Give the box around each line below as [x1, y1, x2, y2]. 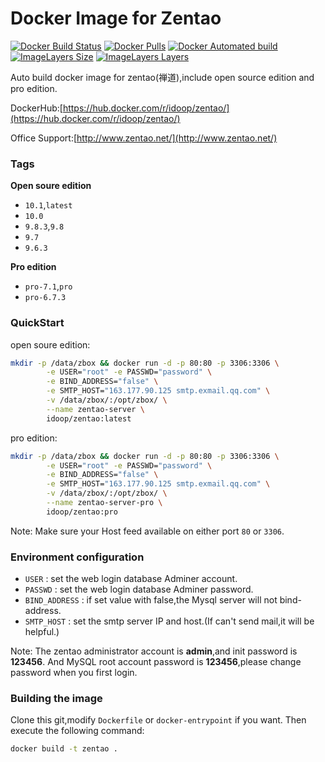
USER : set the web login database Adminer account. [24, 573, 238, 585]
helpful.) [24, 626, 60, 638]
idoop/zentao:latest [46, 413, 132, 424]
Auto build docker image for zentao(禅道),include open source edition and [10, 71, 315, 83]
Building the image [10, 692, 103, 705]
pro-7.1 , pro [24, 280, 73, 292]
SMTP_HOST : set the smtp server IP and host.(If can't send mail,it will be [24, 615, 315, 627]
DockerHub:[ [10, 102, 63, 114]
